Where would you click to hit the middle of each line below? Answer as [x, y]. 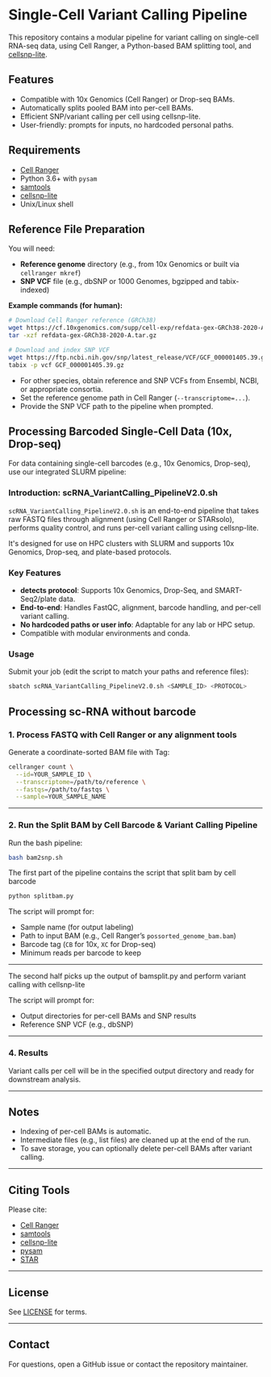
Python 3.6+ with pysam [58, 178]
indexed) [35, 290]
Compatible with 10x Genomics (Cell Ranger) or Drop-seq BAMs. [127, 99]
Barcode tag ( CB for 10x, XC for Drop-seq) [88, 945]
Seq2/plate [38, 599]
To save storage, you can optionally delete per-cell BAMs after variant [136, 1149]
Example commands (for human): [66, 306]
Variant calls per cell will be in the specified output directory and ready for [131, 1070]
